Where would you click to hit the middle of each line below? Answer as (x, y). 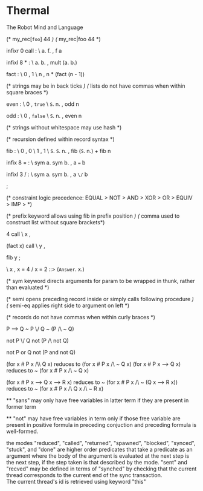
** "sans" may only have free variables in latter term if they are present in (98, 400)
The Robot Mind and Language (45, 27)
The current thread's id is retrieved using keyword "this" (76, 481)
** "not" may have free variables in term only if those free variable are (93, 418)
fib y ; (14, 257)
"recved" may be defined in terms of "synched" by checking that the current (101, 469)
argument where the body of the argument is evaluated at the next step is (98, 456)
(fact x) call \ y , (26, 245)
